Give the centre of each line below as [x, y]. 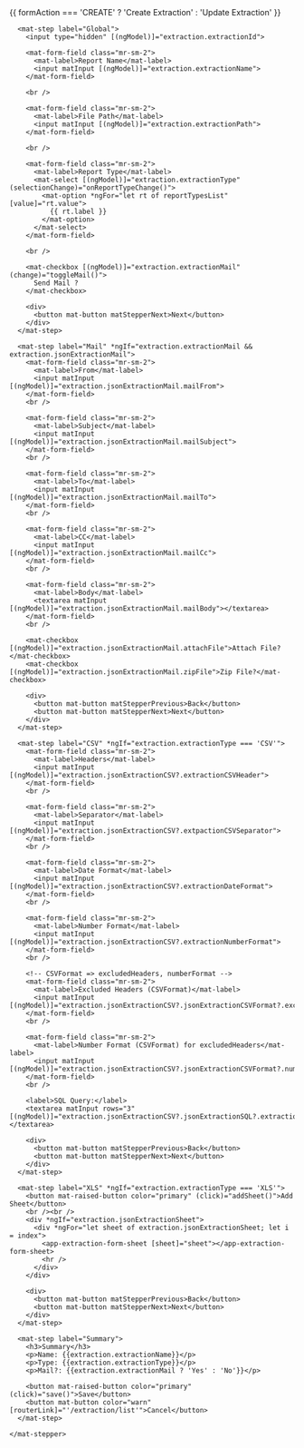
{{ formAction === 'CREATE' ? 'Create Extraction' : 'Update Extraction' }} [145, 12]
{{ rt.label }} [78, 211]
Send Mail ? [56, 283]
